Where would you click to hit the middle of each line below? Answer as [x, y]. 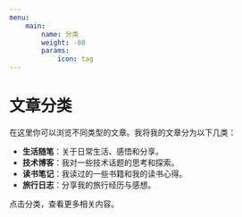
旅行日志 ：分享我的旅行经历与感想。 [89, 185]
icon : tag [75, 59]
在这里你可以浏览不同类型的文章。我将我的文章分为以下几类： [123, 132]
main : [36, 26]
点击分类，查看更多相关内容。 [64, 204]
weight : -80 [64, 42]
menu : [19, 17]
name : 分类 [60, 34]
